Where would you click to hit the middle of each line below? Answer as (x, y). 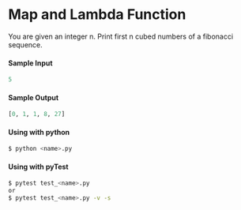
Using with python (39, 132)
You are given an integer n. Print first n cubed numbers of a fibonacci (121, 36)
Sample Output (34, 97)
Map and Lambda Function (97, 15)
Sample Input (30, 63)
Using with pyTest (38, 167)
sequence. (26, 44)
